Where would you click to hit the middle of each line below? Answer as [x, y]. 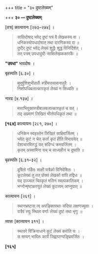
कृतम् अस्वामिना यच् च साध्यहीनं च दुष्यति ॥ [50, 150]
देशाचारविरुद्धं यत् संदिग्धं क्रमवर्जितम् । [47, 144]
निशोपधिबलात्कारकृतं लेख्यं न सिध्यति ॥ [48, 89]
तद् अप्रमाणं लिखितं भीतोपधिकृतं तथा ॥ [47, 114]
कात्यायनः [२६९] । [20, 196]
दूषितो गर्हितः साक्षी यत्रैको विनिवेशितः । [46, 170]
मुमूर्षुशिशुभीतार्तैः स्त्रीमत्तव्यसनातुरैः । [44, 83]
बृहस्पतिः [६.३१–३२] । [24, 160]
